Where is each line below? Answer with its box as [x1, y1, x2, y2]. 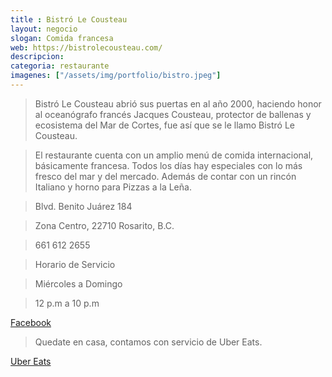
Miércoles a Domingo [34, 277, 123, 290]
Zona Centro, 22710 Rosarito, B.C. [34, 219, 175, 231]
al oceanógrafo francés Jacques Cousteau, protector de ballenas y [34, 108, 312, 120]
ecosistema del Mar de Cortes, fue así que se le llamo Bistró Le [34, 119, 295, 131]
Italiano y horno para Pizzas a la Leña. [34, 181, 192, 193]
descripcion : [10, 52, 65, 62]
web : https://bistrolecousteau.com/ [10, 42, 163, 53]
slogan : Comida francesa [10, 33, 114, 43]
